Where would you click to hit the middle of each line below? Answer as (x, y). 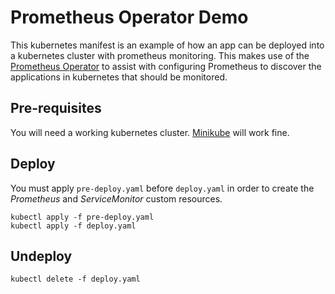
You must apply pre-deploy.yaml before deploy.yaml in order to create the (162, 188)
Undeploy (41, 256)
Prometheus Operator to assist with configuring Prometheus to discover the (166, 66)
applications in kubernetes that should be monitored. (119, 77)
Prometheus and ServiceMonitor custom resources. (116, 198)
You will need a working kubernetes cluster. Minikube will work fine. (150, 132)
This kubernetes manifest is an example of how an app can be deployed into (167, 45)
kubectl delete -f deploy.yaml (75, 279)
